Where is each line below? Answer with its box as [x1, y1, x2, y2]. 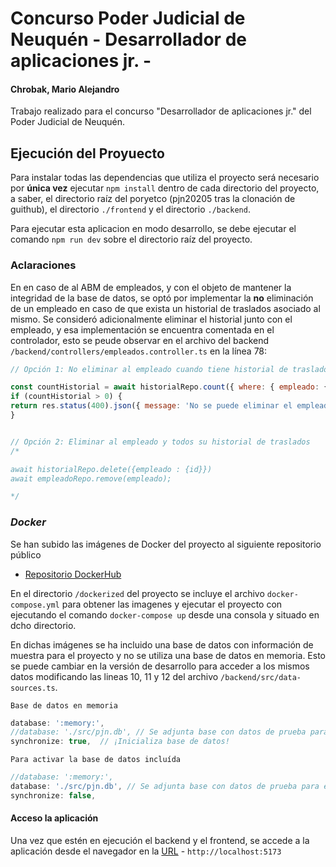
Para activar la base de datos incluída [10, 755, 182, 765]
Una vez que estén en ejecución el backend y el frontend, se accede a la [10, 835, 310, 846]
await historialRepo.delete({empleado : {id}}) [10, 464, 213, 474]
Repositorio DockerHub [24, 568, 122, 580]
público [10, 548, 42, 561]
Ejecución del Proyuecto [10, 145, 165, 162]
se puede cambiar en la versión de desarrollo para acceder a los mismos [10, 660, 310, 672]
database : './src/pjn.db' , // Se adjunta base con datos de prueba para [10, 782, 320, 792]
